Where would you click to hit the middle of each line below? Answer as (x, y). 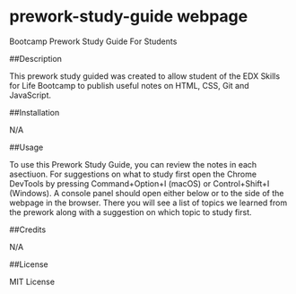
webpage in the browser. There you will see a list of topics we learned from (148, 203)
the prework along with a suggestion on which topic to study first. (131, 212)
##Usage (26, 147)
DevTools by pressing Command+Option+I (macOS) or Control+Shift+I (139, 183)
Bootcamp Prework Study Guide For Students (93, 41)
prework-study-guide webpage (129, 17)
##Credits (28, 229)
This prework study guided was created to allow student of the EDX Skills (145, 76)
